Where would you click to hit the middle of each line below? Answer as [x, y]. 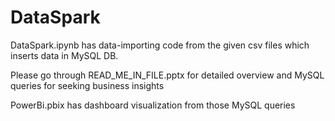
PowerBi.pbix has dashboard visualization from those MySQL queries [153, 105]
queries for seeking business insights [87, 85]
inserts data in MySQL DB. [64, 55]
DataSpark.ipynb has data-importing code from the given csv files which [160, 45]
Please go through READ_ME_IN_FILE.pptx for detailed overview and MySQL [167, 75]
